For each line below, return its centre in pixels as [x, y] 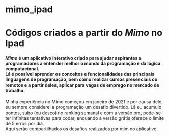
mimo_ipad [29, 9]
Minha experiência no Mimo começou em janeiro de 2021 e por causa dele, [84, 102]
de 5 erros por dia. [25, 123]
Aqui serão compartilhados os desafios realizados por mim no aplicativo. [82, 129]
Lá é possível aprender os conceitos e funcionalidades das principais [80, 74]
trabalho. [15, 90]
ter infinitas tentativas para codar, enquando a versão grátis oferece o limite [85, 118]
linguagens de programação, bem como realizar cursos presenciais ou [81, 79]
